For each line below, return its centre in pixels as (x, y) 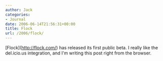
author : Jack (19, 10)
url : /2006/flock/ (24, 33)
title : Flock (19, 29)
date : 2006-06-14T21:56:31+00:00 (40, 24)
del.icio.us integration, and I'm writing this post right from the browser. (78, 53)
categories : (18, 15)
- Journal (16, 19)
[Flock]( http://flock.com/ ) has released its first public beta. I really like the (82, 48)
